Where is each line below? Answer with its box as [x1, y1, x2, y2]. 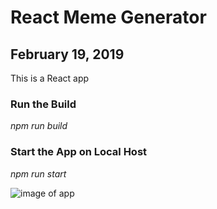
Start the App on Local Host [10, 145, 148, 159]
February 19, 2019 [10, 46, 125, 63]
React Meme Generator [10, 6, 207, 29]
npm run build [10, 120, 68, 132]
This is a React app [10, 72, 90, 84]
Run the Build [10, 97, 77, 111]
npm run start [10, 167, 67, 180]
